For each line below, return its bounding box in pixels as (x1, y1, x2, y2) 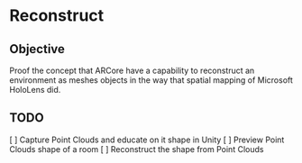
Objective (9, 41, 66, 57)
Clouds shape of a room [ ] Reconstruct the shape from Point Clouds (9, 143, 264, 154)
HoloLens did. (9, 85, 61, 95)
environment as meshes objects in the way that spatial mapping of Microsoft (9, 75, 293, 86)
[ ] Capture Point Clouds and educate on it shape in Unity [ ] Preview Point (9, 134, 285, 145)
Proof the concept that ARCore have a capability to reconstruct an (9, 65, 255, 76)
